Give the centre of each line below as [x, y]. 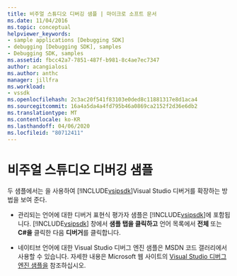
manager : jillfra [33, 80]
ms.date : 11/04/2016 [38, 21]
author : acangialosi [38, 67]
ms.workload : [27, 87]
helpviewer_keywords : [39, 34]
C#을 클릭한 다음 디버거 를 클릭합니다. [69, 233]
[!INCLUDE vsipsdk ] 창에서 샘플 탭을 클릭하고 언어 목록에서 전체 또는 [127, 223]
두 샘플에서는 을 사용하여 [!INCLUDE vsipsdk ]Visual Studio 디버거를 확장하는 [114, 191]
